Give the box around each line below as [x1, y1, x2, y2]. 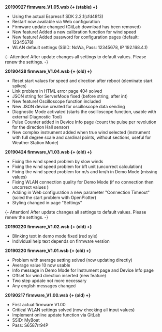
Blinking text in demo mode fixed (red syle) [12, 233, 98, 239]
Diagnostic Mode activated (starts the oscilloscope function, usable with [12, 109, 156, 115]
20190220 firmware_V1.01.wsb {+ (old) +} [5, 248, 91, 253]
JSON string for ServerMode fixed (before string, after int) [12, 93, 128, 99]
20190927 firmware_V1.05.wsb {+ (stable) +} [5, 4, 98, 10]
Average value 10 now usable [12, 262, 71, 268]
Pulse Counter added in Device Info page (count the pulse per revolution [12, 119, 157, 125]
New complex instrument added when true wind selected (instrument [12, 130, 150, 135]
